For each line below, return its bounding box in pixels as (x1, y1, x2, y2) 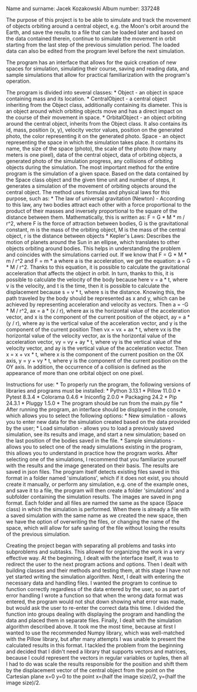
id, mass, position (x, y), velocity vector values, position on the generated (6, 126, 184, 133)
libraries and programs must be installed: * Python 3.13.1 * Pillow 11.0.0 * (6, 387, 181, 394)
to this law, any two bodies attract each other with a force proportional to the (6, 201, 191, 208)
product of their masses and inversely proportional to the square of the (6, 208, 178, 214)
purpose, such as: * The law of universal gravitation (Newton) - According (6, 195, 185, 202)
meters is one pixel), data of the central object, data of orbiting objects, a (6, 151, 183, 158)
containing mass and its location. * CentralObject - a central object (6, 95, 167, 102)
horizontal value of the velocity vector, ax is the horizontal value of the (6, 332, 176, 339)
